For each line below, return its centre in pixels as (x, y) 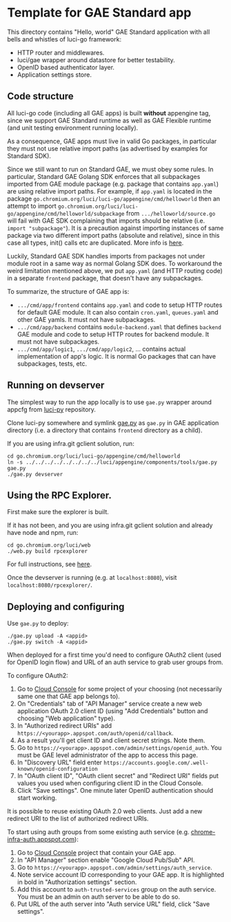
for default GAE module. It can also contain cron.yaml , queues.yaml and (118, 312)
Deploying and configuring (66, 606)
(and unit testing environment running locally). (73, 128)
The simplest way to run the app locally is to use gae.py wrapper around (109, 402)
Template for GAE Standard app (99, 13)
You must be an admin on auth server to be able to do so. (99, 897)
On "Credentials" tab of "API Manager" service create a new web (109, 704)
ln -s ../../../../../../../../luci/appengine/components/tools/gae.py (112, 462)
